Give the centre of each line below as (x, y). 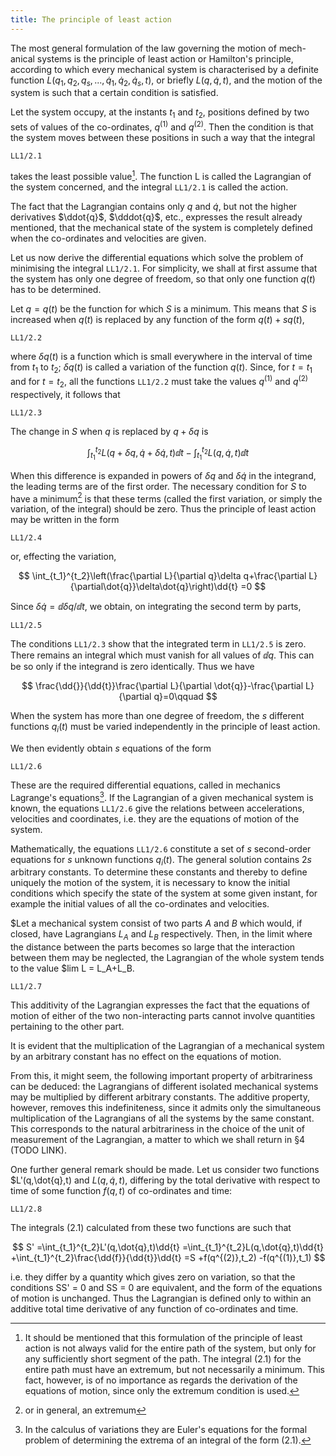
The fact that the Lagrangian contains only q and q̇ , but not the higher (154, 206)
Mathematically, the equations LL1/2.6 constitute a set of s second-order (161, 848)
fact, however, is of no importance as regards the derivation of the (161, 1380)
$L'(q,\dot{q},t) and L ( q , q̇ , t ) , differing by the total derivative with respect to (165, 1180)
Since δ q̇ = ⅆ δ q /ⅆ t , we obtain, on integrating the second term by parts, (156, 607)
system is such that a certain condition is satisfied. (114, 93)
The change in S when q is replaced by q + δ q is (109, 431)
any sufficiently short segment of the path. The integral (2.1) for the (163, 1359)
